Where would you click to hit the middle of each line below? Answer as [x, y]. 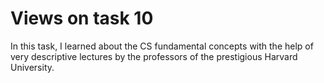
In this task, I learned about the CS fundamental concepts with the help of [162, 46]
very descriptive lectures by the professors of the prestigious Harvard [154, 56]
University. [32, 67]
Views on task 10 [82, 18]
